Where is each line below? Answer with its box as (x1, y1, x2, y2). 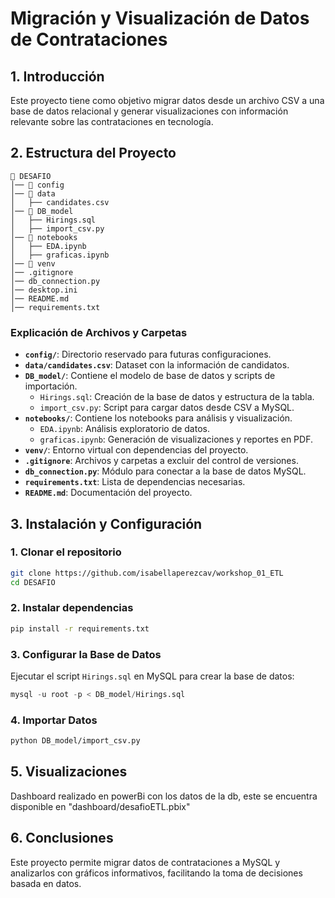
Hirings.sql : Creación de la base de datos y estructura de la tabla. (39, 391, 315, 403)
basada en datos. (10, 877, 82, 889)
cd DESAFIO (10, 577, 56, 587)
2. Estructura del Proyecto (10, 145, 177, 162)
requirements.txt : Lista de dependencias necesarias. (24, 476, 246, 488)
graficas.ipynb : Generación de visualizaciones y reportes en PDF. (39, 433, 313, 446)
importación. (24, 380, 78, 392)
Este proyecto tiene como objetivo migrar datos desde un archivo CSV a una (10, 95, 325, 106)
